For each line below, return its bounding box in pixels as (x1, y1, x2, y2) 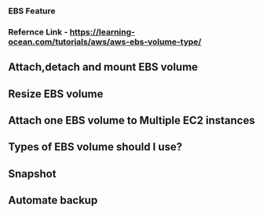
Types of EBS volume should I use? (8, 140, 183, 154)
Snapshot (8, 167, 57, 180)
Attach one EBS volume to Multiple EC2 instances (8, 114, 255, 127)
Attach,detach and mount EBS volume (8, 60, 199, 74)
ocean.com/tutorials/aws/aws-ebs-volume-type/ (8, 36, 202, 47)
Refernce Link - (8, 26, 68, 37)
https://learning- (69, 26, 136, 37)
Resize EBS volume (8, 87, 104, 100)
